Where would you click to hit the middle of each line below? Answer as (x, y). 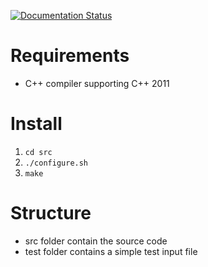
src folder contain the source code (96, 241)
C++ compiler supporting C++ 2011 (97, 83)
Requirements (70, 56)
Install (36, 124)
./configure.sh (56, 163)
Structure (51, 213)
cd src (38, 152)
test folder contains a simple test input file (111, 251)
